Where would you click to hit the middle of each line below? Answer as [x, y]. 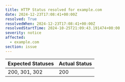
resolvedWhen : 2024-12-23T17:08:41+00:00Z [50, 24]
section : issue [21, 47]
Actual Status [75, 64]
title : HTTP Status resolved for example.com [53, 10]
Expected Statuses [31, 64]
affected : [16, 38]
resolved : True [21, 19]
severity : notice [23, 33]
